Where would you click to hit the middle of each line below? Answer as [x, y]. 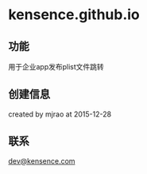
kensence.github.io [74, 15]
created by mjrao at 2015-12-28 [60, 114]
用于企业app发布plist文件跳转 [56, 67]
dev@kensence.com [42, 160]
